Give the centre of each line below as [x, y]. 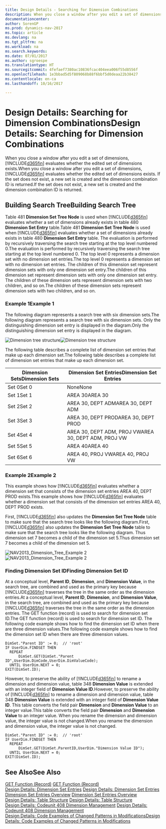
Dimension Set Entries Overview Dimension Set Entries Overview [71, 795]
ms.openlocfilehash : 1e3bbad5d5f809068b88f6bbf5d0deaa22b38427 [72, 74]
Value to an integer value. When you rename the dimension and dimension [81, 716]
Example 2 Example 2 [31, 475]
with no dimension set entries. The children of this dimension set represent [81, 265]
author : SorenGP [22, 24]
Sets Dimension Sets [35, 379]
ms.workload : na [22, 47]
